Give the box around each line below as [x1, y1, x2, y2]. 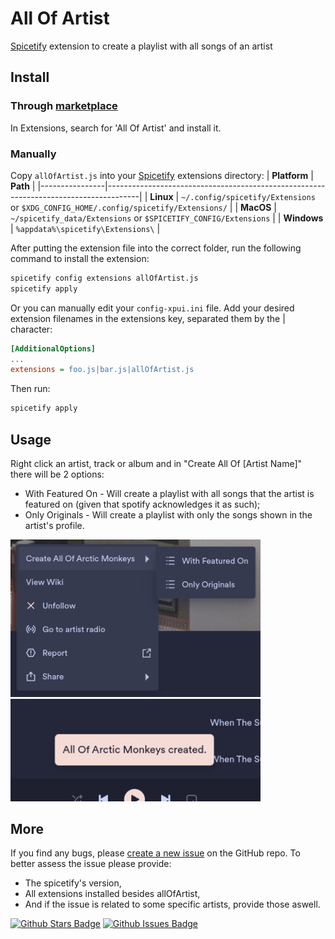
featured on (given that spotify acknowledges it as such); [24, 498, 261, 510]
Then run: [10, 383, 51, 395]
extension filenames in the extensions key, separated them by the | [10, 312, 286, 324]
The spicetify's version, [24, 877, 122, 889]
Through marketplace [10, 99, 118, 113]
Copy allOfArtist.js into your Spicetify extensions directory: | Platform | [10, 169, 314, 181]
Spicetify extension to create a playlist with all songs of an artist [10, 40, 273, 52]
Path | [10, 180, 36, 192]
